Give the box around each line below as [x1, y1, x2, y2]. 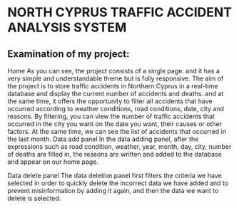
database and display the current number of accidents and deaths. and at [7, 90, 224, 98]
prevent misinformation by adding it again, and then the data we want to [7, 187, 219, 194]
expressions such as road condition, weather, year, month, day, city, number [7, 142, 232, 150]
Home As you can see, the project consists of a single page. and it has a [7, 67, 220, 75]
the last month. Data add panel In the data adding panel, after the [7, 135, 199, 143]
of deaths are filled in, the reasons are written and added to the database [7, 150, 223, 158]
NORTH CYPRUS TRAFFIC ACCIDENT [7, 4, 233, 21]
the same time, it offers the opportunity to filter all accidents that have [7, 97, 213, 105]
